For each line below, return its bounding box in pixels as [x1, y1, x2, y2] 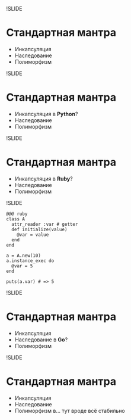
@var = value [17, 232, 49, 238]
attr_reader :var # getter [11, 221, 78, 227]
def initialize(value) [11, 226, 68, 232]
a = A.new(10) [6, 253, 41, 259]
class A [6, 216, 25, 222]
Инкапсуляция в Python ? [14, 110, 78, 117]
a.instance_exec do [6, 257, 55, 264]
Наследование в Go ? [14, 336, 68, 343]
